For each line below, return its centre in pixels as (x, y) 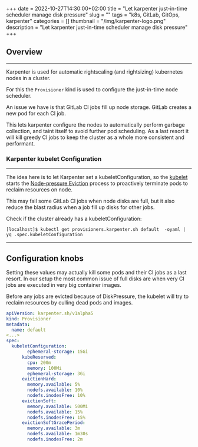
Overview (24, 52)
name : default (29, 330)
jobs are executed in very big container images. (64, 284)
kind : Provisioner (29, 319)
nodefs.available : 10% (55, 390)
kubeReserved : (39, 357)
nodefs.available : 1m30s (58, 434)
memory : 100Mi (44, 368)
